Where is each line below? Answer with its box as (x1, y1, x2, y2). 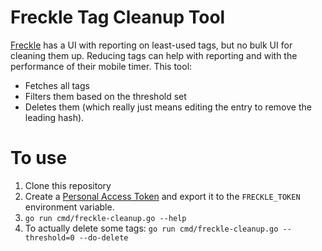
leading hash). (24, 111, 85, 123)
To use (10, 147, 68, 170)
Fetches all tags (24, 79, 90, 91)
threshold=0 (24, 232, 75, 243)
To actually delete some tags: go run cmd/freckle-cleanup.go (24, 222, 279, 234)
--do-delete (78, 232, 129, 243)
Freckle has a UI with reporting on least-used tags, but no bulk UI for (10, 39, 293, 51)
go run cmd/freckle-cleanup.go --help (24, 213, 187, 223)
